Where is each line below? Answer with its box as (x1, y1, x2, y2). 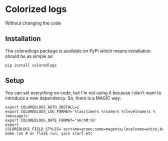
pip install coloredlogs (5, 62, 57, 68)
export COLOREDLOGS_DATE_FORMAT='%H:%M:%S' (5, 117, 97, 123)
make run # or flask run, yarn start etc (5, 131, 93, 136)
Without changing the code (5, 20, 61, 26)
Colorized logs (5, 3, 67, 15)
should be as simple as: (5, 53, 54, 59)
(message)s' (5, 113, 30, 118)
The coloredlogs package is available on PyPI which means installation (5, 47, 151, 53)
